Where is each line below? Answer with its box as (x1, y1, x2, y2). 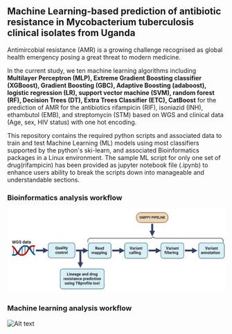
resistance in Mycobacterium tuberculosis (7, 17, 194, 28)
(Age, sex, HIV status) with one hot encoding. (7, 118, 137, 126)
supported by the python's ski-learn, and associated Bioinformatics (7, 146, 199, 155)
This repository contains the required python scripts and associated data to (7, 131, 222, 139)
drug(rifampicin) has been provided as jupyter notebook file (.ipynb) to (7, 161, 208, 169)
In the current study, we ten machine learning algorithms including (7, 66, 197, 75)
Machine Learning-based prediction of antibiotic (7, 6, 222, 17)
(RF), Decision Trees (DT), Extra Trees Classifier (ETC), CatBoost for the (7, 96, 217, 104)
